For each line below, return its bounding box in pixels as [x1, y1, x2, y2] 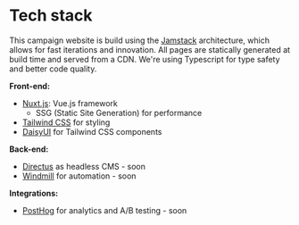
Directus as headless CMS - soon [21, 161, 145, 171]
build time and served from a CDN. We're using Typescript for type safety [9, 54, 280, 64]
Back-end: [9, 144, 49, 154]
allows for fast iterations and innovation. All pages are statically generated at [9, 44, 291, 54]
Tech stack [9, 5, 93, 26]
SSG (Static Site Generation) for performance [35, 107, 203, 118]
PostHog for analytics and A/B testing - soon [21, 204, 187, 215]
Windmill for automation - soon [21, 171, 137, 181]
